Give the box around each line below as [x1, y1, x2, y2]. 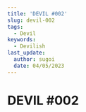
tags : [7, 23, 23, 30]
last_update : [7, 50, 46, 57]
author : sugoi [13, 56, 55, 63]
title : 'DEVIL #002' [7, 10, 68, 17]
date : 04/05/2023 [13, 62, 65, 69]
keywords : [7, 36, 37, 43]
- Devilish [13, 43, 46, 50]
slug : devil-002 [7, 17, 55, 24]
